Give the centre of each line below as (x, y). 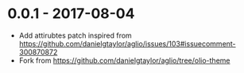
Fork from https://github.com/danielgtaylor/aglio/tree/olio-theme (124, 60)
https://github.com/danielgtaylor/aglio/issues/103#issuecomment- (127, 43)
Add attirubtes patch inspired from (75, 35)
